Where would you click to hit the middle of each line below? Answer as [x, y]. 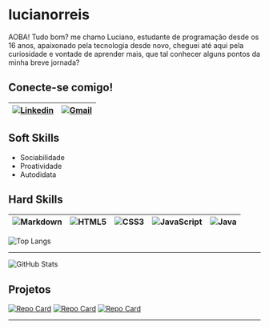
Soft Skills [34, 138]
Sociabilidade [42, 157]
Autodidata [38, 175]
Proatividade [41, 166]
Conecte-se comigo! [61, 88]
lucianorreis [49, 15]
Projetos [30, 289]
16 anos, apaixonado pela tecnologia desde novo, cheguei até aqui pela [126, 45]
